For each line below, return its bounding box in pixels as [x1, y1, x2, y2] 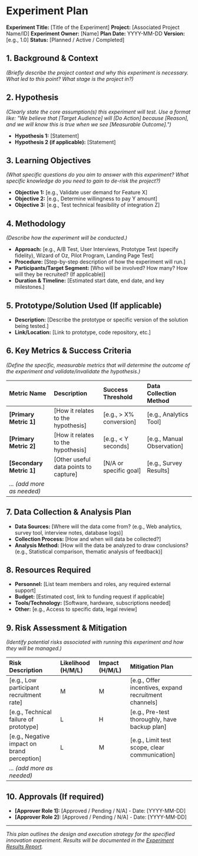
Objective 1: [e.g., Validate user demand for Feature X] [14, 189, 148, 196]
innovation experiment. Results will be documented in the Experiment [6, 837, 174, 844]
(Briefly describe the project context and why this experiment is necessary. [6, 69, 189, 76]
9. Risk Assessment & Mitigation [6, 623, 127, 633]
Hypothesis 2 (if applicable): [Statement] [14, 138, 116, 145]
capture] [54, 470, 78, 478]
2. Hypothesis [6, 93, 59, 103]
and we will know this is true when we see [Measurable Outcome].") [6, 121, 172, 128]
